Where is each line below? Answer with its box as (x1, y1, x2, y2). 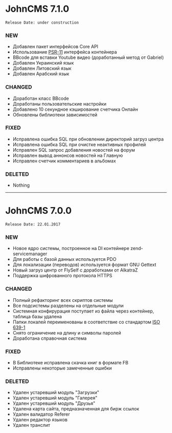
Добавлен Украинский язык (12, 60, 74, 66)
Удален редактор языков (12, 417, 68, 423)
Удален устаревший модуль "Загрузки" (12, 389, 100, 396)
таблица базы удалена (12, 313, 62, 319)
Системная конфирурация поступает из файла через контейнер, (12, 308, 155, 314)
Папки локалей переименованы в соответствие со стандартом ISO (12, 319, 160, 325)
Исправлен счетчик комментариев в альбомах (12, 157, 116, 164)
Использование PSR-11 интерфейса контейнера (12, 49, 117, 55)
